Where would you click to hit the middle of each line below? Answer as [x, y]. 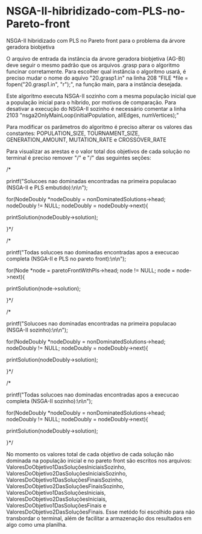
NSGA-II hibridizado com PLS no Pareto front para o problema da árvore [96, 40]
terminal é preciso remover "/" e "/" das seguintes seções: [79, 157]
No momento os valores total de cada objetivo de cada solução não [90, 454]
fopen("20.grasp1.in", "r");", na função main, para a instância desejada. [94, 84]
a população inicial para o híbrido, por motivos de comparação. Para [91, 102]
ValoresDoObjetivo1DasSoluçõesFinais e [56, 505]
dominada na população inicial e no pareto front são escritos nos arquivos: [99, 460]
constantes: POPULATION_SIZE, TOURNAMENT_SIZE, [73, 133]
